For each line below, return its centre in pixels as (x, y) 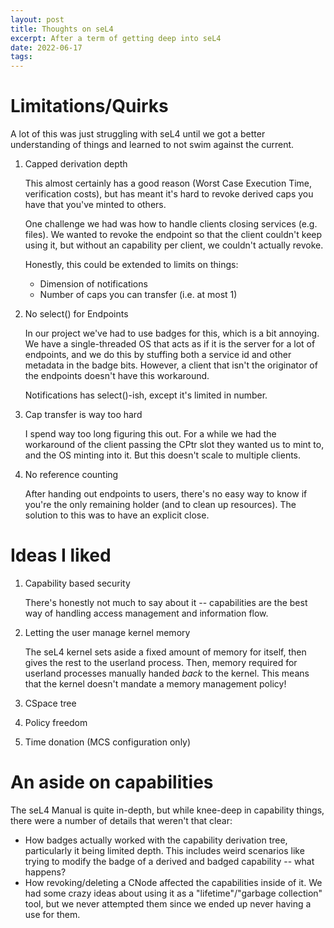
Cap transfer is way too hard (83, 415)
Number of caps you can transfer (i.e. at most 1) (138, 295)
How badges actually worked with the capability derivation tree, (156, 840)
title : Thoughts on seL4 (62, 29)
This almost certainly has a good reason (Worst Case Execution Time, (168, 183)
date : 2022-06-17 (46, 47)
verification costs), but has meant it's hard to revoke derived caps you (169, 194)
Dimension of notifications (93, 284)
